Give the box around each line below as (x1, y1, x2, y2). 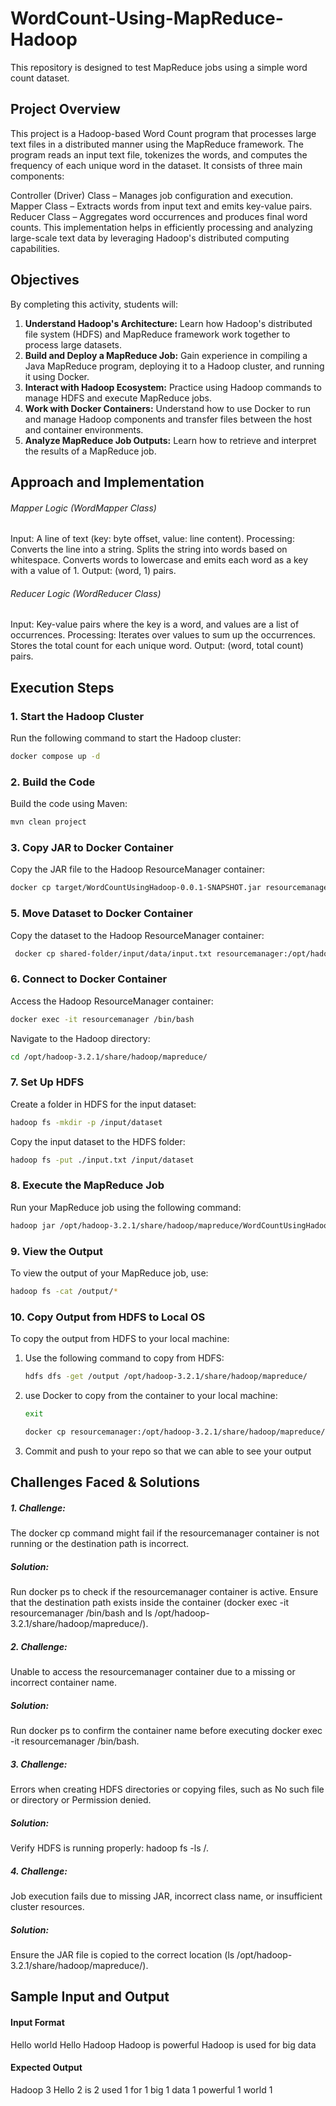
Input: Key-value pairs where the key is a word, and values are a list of (10, 618, 300, 631)
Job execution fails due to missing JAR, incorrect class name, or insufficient (10, 1890, 323, 1902)
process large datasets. (24, 338, 123, 351)
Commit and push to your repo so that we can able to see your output (24, 1445, 312, 1457)
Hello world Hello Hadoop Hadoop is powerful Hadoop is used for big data (10, 2038, 317, 2051)
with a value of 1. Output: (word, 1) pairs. (10, 565, 177, 577)
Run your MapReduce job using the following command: (10, 1201, 242, 1213)
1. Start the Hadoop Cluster (10, 709, 145, 723)
